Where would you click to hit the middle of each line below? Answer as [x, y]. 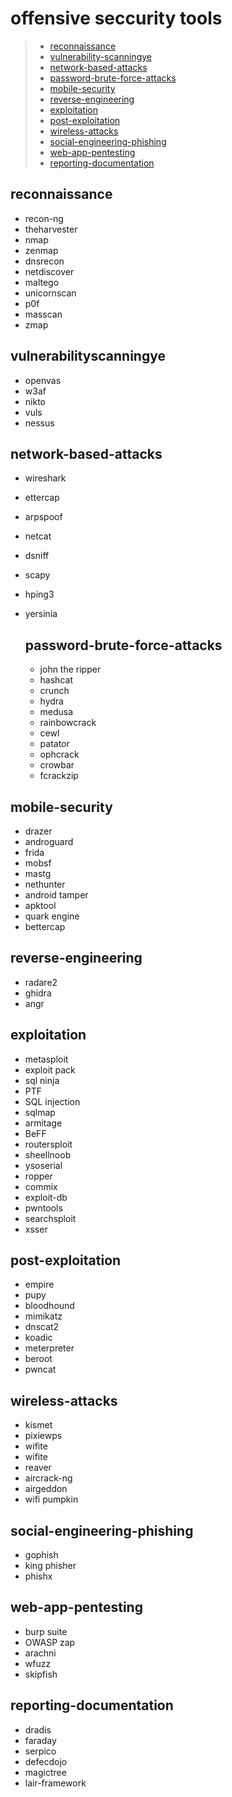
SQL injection [52, 1101]
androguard [49, 841]
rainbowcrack [68, 723]
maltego [42, 282]
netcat [38, 536]
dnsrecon [44, 261]
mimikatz [43, 1316]
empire [39, 1284]
